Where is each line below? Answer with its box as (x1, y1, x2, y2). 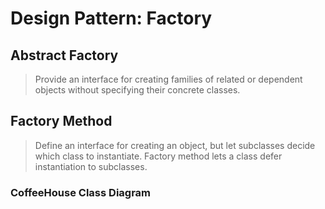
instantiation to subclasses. (34, 160, 148, 172)
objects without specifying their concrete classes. (34, 84, 241, 96)
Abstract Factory (10, 47, 119, 64)
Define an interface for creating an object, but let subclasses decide (34, 139, 316, 151)
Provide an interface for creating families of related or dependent (34, 73, 303, 85)
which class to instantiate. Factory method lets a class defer (34, 150, 283, 162)
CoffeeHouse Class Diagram (10, 185, 152, 199)
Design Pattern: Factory (10, 7, 213, 30)
